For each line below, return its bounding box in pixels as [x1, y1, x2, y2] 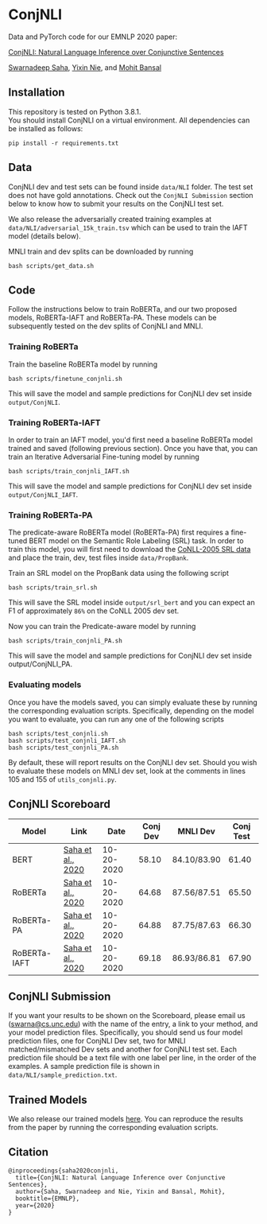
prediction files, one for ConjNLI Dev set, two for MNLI [8, 1036, 186, 1046]
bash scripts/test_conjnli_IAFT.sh [8, 736, 126, 744]
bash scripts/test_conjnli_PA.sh [8, 744, 119, 752]
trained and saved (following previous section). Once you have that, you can [8, 443, 258, 453]
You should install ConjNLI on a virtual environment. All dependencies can [8, 115, 250, 125]
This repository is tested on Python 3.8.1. [8, 107, 141, 116]
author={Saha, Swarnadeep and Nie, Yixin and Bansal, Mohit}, [15, 1187, 226, 1195]
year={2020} [15, 1201, 56, 1210]
